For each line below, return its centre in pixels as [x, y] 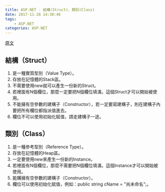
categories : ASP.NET [27, 28]
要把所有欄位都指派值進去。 [41, 110]
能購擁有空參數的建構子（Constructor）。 [54, 178]
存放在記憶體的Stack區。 [38, 79]
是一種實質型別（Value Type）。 [44, 73]
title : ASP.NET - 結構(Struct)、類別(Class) [50, 10]
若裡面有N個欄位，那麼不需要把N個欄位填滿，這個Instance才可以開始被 [85, 165]
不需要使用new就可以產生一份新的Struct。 [55, 86]
